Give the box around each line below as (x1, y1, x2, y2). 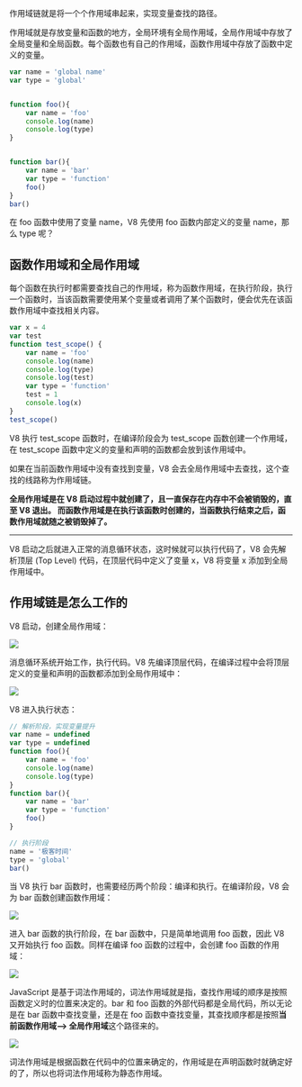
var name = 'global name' (9, 68, 106, 77)
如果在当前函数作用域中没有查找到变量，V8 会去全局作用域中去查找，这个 (9, 463, 282, 474)
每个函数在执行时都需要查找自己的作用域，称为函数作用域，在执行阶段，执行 (9, 283, 293, 294)
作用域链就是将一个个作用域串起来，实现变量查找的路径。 (9, 8, 222, 18)
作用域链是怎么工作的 (9, 595, 128, 611)
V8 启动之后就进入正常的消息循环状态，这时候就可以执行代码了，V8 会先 (9, 543, 279, 554)
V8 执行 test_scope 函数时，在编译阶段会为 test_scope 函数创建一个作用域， (9, 432, 292, 443)
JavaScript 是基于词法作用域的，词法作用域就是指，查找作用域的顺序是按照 (9, 987, 288, 998)
